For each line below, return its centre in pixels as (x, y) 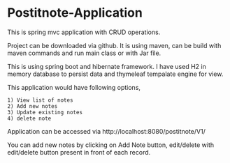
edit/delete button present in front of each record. (79, 152)
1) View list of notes (40, 100)
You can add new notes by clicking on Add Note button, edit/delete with (111, 145)
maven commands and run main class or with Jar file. (84, 53)
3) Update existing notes (45, 112)
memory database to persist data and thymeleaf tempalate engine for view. (115, 74)
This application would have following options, (74, 87)
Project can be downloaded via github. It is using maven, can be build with (114, 45)
